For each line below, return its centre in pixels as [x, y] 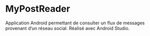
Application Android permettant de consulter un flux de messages [75, 23]
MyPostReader [38, 9]
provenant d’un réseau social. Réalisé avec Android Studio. [68, 28]
